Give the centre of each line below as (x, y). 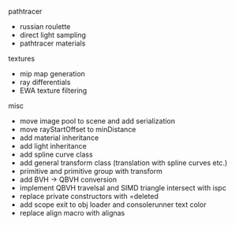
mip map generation (52, 74)
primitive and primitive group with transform (91, 171)
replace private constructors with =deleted (89, 196)
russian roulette (45, 26)
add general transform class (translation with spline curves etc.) (123, 163)
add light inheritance (53, 146)
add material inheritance (59, 138)
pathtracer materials (52, 43)
